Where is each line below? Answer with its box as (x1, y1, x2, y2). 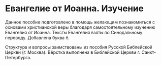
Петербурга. (5, 54, 32, 60)
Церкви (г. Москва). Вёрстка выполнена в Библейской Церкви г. (5, 49, 141, 55)
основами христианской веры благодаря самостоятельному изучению (5, 24, 156, 30)
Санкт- (141, 49, 156, 55)
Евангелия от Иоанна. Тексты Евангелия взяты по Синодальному (5, 29, 143, 35)
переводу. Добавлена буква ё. (5, 35, 70, 41)
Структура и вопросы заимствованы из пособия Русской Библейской (5, 44, 153, 50)
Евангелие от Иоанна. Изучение (5, 3, 144, 14)
